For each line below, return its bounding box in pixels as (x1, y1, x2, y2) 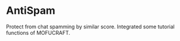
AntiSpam (6, 4, 56, 17)
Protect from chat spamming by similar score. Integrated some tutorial (6, 23, 175, 30)
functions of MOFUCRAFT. (6, 29, 70, 36)
